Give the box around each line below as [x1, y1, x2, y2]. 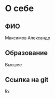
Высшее [5, 61, 22, 68]
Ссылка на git [5, 76, 49, 84]
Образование [5, 49, 48, 57]
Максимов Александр [5, 35, 51, 41]
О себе [5, 3, 34, 14]
